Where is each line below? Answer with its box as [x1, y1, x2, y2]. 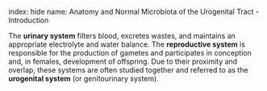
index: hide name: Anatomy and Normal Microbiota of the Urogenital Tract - [8, 7, 260, 16]
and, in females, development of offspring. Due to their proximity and [8, 56, 238, 66]
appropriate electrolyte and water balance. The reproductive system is [8, 39, 246, 49]
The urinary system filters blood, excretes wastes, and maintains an [8, 31, 236, 40]
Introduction [8, 15, 49, 25]
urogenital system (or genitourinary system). [8, 74, 159, 83]
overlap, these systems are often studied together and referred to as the [8, 65, 248, 75]
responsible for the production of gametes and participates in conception [8, 48, 252, 57]
